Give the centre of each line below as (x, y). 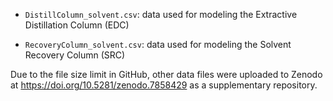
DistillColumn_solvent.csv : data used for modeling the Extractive (161, 14)
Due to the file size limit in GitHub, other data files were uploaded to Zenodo (166, 74)
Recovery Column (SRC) (75, 55)
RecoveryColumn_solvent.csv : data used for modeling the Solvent (158, 44)
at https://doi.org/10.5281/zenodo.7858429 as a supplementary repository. (164, 85)
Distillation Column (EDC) (77, 25)
